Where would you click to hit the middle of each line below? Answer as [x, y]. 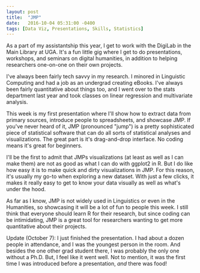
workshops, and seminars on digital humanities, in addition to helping [92, 58]
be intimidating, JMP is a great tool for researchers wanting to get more [95, 220]
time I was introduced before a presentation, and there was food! [86, 264]
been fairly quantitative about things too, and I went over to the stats [91, 89]
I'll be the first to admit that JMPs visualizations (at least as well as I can [95, 158]
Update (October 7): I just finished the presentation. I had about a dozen [95, 238]
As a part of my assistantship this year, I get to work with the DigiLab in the [99, 46]
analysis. [17, 102]
